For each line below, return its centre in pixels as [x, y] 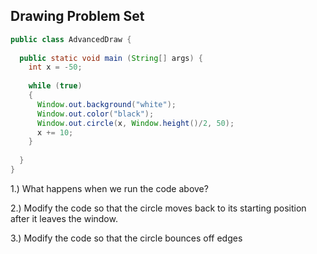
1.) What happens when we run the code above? [109, 188]
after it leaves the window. [64, 218]
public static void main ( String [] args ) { [111, 58]
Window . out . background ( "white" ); [106, 104]
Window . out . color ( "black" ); [95, 114]
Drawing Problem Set [77, 16]
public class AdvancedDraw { [71, 39]
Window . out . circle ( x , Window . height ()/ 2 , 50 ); [135, 123]
